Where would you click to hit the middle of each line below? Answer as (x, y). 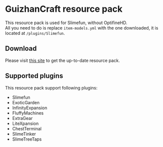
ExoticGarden (26, 102)
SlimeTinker (24, 134)
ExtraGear (22, 118)
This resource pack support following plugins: (51, 88)
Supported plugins (34, 76)
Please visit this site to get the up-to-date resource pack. (62, 60)
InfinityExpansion (30, 108)
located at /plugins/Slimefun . (35, 33)
